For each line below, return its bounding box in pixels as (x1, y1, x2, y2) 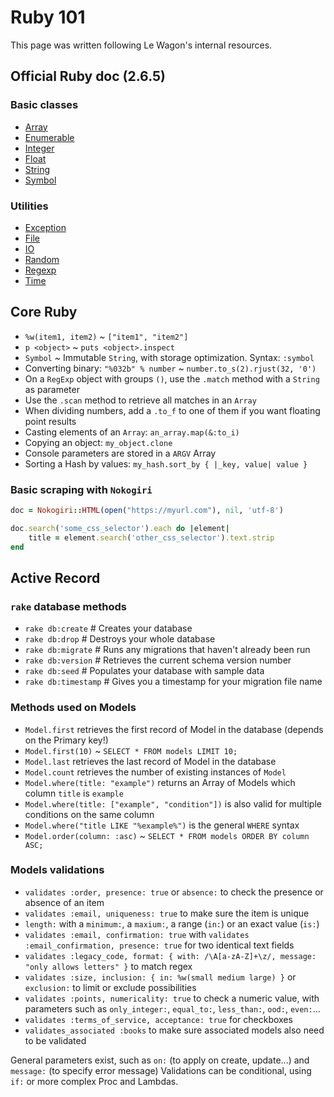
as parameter (24, 383, 80, 395)
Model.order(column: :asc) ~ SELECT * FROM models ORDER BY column (24, 829, 310, 841)
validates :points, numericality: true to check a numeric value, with (24, 992, 320, 1004)
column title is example (24, 787, 124, 799)
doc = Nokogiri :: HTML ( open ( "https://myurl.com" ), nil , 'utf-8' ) (10, 506, 284, 516)
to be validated (24, 1034, 87, 1046)
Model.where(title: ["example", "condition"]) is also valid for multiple (24, 797, 322, 810)
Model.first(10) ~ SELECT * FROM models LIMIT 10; (24, 744, 238, 756)
